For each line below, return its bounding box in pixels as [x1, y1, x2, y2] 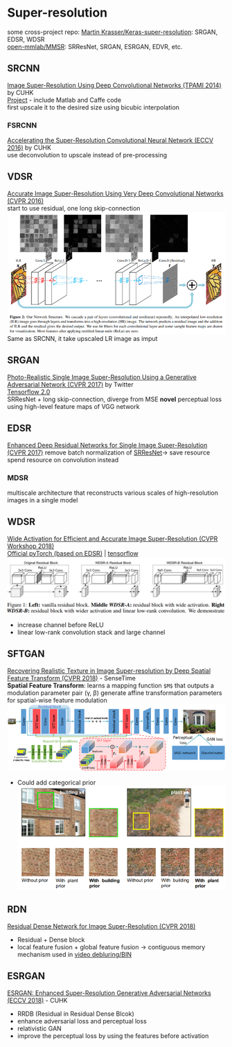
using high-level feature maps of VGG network [7, 402, 140, 410]
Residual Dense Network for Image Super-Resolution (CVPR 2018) [7, 922, 196, 930]
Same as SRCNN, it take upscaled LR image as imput [7, 335, 158, 343]
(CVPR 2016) [7, 196, 44, 205]
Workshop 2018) [7, 542, 55, 550]
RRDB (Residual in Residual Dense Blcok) [17, 1010, 135, 1018]
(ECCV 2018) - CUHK [7, 996, 68, 1004]
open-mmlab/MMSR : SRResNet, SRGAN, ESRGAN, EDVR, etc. [7, 42, 183, 51]
